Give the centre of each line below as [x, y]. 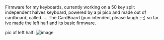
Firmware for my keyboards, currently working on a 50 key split [70, 7]
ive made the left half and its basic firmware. [51, 23]
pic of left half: [20, 32]
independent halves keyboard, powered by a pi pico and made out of [76, 12]
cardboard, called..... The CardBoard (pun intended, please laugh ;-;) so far [82, 18]
